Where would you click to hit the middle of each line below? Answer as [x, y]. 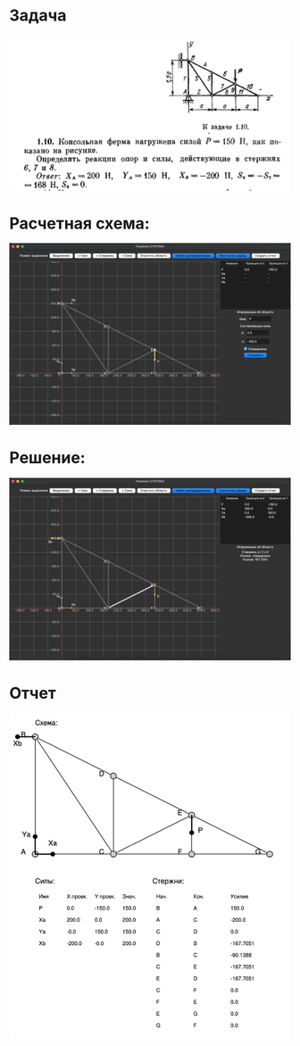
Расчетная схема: [79, 223]
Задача [38, 16]
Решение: [48, 458]
